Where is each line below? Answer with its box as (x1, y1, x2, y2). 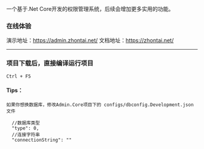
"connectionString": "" (12, 137, 72, 143)
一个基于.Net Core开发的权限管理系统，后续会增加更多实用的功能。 (6, 5, 174, 12)
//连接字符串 (12, 131, 41, 137)
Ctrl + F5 (6, 73, 32, 79)
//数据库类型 (12, 120, 41, 126)
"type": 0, (12, 125, 39, 131)
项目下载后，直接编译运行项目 (6, 59, 94, 68)
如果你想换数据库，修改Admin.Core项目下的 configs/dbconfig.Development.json (6, 102, 194, 108)
